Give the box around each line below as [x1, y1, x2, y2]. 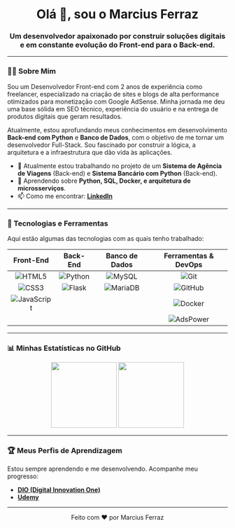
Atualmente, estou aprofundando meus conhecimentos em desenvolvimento [7, 125, 227, 134]
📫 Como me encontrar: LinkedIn [17, 192, 113, 200]
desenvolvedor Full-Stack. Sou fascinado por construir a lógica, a [7, 140, 196, 149]
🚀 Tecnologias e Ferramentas [7, 218, 108, 228]
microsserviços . [17, 183, 66, 192]
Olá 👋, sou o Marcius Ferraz [36, 6, 199, 22]
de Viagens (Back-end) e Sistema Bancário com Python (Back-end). [17, 169, 218, 177]
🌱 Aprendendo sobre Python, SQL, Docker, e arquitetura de [17, 176, 191, 185]
